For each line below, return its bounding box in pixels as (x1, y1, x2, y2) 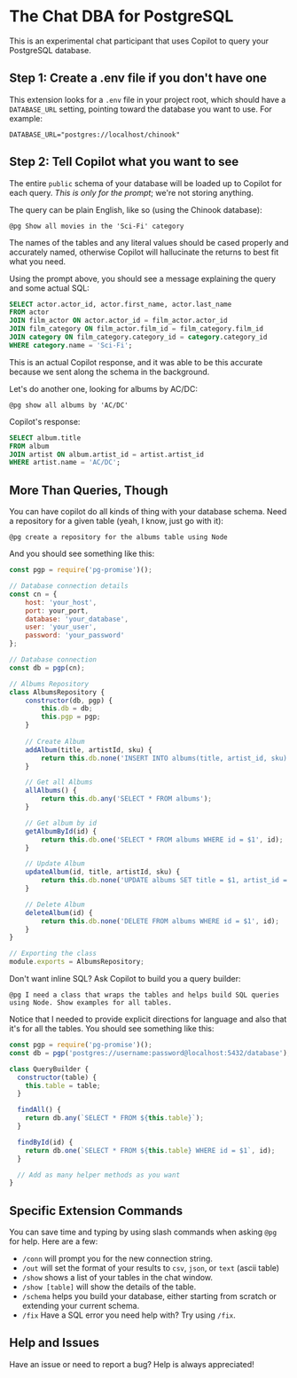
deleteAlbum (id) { (25, 908, 93, 917)
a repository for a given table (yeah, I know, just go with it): (9, 516, 224, 527)
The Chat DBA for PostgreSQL (9, 6, 234, 27)
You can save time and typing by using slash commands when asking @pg (9, 1226, 277, 1238)
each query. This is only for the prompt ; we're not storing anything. (9, 187, 254, 198)
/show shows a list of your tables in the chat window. (21, 1272, 214, 1283)
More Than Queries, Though (9, 482, 168, 497)
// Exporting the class (9, 949, 98, 959)
